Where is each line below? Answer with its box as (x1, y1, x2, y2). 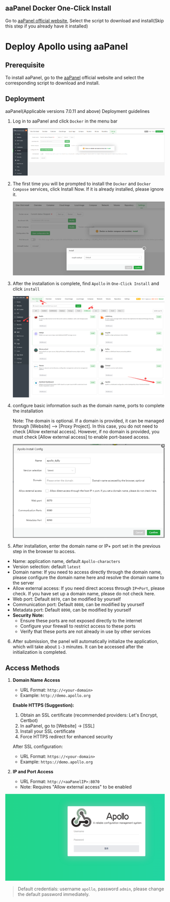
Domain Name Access (12, 677, 61, 683)
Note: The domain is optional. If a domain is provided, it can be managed (12, 417, 164, 424)
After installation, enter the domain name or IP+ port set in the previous (12, 543, 161, 549)
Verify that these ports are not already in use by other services (20, 628, 151, 635)
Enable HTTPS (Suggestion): (12, 702, 74, 708)
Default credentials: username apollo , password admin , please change (17, 886, 164, 892)
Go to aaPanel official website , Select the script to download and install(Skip (5, 17, 164, 23)
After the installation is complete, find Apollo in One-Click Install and (12, 280, 159, 286)
